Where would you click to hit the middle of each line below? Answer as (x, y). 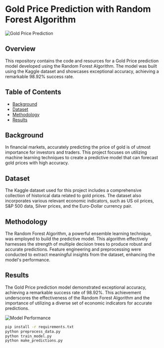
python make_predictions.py (34, 341)
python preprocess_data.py (33, 331)
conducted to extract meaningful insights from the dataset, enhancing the (80, 255)
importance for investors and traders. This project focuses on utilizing (76, 152)
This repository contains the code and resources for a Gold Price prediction (82, 61)
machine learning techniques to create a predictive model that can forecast (82, 158)
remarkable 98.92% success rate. (40, 76)
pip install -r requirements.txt (40, 327)
